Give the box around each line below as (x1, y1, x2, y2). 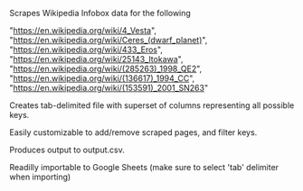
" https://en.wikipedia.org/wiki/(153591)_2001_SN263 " (9, 83, 209, 93)
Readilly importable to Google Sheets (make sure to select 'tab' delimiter (9, 162, 279, 172)
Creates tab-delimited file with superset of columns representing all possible (9, 100, 295, 111)
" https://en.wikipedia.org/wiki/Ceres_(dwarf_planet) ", (9, 35, 208, 45)
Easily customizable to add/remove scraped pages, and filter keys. (9, 127, 258, 138)
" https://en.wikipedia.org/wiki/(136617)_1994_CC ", (9, 73, 195, 84)
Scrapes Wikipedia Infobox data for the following (9, 8, 192, 18)
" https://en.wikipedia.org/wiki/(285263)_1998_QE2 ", (9, 63, 203, 74)
